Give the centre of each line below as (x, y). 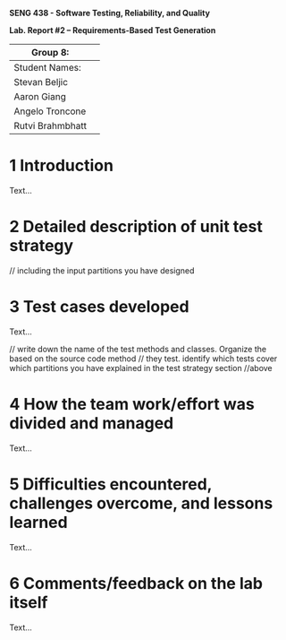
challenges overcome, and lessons (141, 503)
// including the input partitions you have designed (102, 270)
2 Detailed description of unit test (136, 227)
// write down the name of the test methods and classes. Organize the (138, 349)
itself (29, 602)
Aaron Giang (40, 96)
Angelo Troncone (50, 111)
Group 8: (50, 52)
